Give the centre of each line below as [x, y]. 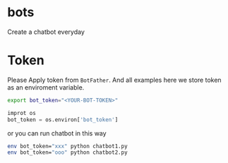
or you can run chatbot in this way [57, 133]
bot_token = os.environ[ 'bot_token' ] [63, 120]
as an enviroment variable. [46, 87]
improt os [22, 113]
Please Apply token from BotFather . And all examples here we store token [114, 80]
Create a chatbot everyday [46, 32]
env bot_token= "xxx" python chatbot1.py [68, 146]
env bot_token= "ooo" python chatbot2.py [68, 152]
